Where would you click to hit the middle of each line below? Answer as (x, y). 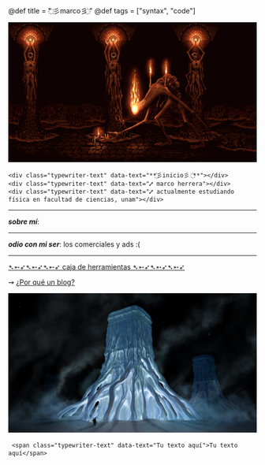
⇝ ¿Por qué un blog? (41, 282)
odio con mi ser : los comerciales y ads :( (74, 244)
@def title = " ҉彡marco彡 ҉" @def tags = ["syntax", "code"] (102, 11)
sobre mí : (24, 221)
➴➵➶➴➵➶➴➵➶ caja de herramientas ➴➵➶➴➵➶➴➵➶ (97, 266)
